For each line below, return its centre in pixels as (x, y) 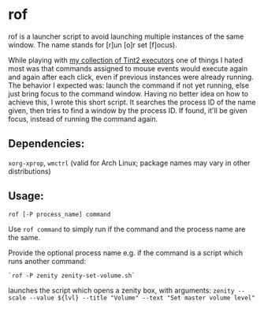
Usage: (26, 196)
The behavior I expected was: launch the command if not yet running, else (129, 85)
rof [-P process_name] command (59, 214)
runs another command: (47, 261)
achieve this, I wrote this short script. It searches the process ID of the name (132, 102)
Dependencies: (46, 144)
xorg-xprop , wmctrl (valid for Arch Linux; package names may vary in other (129, 163)
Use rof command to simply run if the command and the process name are (127, 229)
